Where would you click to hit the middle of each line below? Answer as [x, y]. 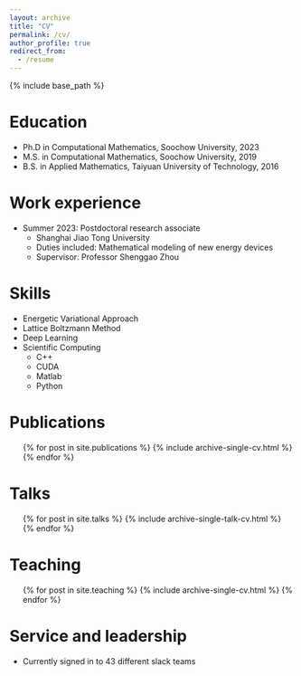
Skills [30, 294]
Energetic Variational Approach [80, 319]
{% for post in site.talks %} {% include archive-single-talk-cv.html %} [152, 519]
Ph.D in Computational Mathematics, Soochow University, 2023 [141, 147]
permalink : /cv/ [40, 34]
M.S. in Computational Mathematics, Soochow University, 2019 [140, 157]
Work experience [75, 203]
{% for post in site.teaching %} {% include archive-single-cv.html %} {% [158, 590]
